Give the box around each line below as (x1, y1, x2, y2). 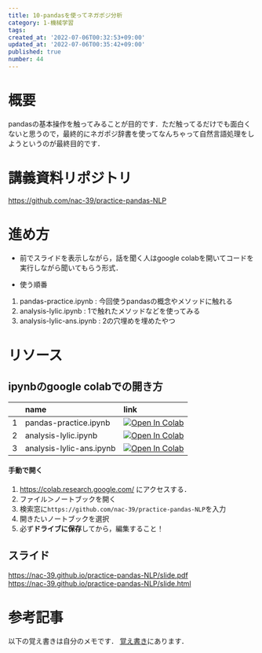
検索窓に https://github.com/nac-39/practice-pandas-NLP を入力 (19, 504, 226, 513)
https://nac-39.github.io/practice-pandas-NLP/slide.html (8, 578, 191, 588)
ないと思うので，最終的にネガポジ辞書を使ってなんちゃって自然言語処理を (8, 129, 249, 138)
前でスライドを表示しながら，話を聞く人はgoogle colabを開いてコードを (19, 253, 254, 262)
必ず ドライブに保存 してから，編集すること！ (19, 523, 164, 533)
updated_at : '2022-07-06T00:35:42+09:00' (8, 41, 146, 49)
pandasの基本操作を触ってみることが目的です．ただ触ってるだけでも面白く (8, 119, 251, 128)
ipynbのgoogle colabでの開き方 (8, 380, 163, 394)
